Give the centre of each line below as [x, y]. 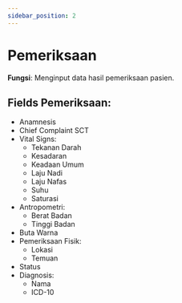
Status [30, 267]
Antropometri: [42, 207]
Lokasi [42, 250]
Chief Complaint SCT [54, 131]
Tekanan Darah [56, 147]
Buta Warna [38, 232]
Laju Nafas [49, 182]
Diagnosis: [36, 275]
